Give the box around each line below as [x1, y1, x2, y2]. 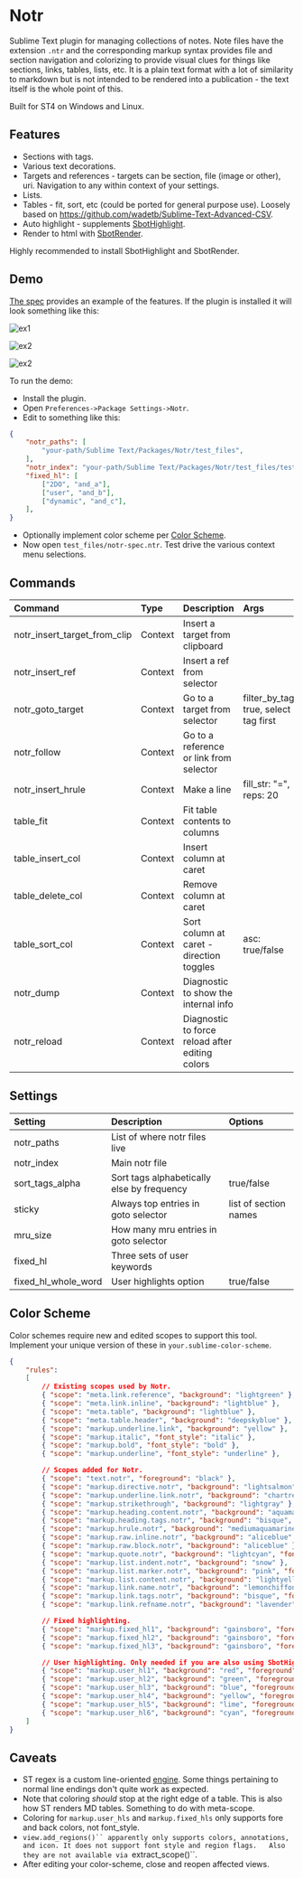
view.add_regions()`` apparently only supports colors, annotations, [22, 1834, 290, 1843]
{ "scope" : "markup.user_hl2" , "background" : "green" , [41, 1675, 252, 1684]
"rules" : [25, 1366, 59, 1375]
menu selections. [22, 549, 87, 560]
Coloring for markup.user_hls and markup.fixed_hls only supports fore [22, 1813, 284, 1824]
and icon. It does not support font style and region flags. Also [22, 1841, 286, 1851]
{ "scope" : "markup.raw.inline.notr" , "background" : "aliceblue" [41, 1533, 293, 1542]
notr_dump [14, 987, 60, 999]
